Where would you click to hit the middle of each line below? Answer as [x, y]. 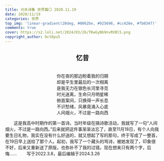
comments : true [21, 28]
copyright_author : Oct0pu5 [33, 37]
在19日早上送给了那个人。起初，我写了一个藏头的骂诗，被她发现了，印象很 [81, 141]
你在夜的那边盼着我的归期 [82, 76]
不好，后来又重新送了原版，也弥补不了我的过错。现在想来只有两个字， [76, 147]
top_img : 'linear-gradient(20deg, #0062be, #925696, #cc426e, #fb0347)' [81, 23]
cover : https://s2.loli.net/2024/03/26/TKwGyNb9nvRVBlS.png [68, 32]
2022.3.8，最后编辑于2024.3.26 [68, 153]
